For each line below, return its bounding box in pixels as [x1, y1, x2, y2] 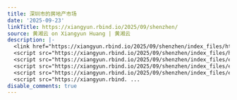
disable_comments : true [7, 82, 78, 89]
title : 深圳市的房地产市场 [7, 10, 78, 18]
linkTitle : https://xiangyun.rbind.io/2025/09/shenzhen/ [7, 23, 178, 30]
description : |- [7, 37, 55, 44]
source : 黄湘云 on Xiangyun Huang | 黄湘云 [7, 30, 130, 37]
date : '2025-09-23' [7, 17, 65, 24]
